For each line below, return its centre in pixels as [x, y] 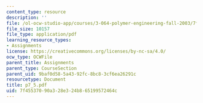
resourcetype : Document [36, 79]
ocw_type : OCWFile [29, 57]
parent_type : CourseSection [42, 68]
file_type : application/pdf [42, 35]
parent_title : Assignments [40, 62]
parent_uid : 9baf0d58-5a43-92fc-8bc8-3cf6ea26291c [71, 74]
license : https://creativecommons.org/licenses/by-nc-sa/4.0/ [86, 51]
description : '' [27, 18]
